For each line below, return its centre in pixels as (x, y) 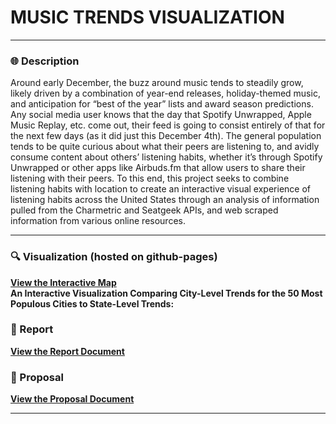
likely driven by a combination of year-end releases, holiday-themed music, (165, 93)
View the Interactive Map (63, 282)
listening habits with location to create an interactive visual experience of (160, 189)
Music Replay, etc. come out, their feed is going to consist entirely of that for (168, 125)
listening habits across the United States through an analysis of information (165, 200)
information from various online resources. (98, 221)
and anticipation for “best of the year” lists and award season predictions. (162, 104)
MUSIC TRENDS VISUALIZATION (147, 17)
